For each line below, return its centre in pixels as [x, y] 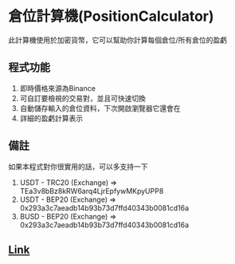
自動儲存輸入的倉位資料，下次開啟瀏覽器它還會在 [100, 108]
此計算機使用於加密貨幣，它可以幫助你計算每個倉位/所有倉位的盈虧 [118, 40]
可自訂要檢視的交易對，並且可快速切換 [82, 98]
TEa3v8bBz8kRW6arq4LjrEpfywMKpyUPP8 [92, 191]
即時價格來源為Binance [57, 88]
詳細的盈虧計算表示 [51, 118]
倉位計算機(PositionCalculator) [111, 16]
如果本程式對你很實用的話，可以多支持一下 [78, 166]
